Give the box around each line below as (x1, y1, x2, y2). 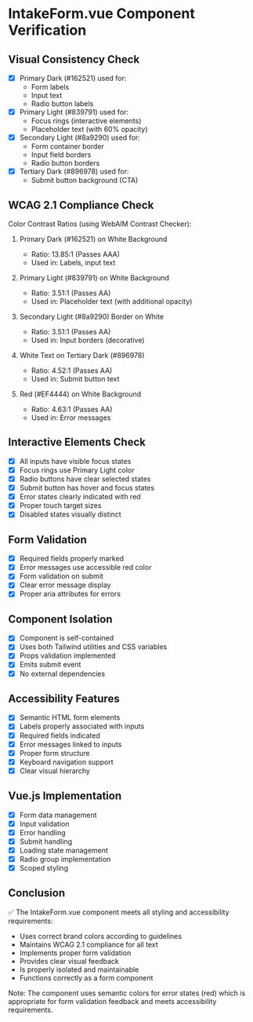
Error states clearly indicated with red (19, 492, 141, 502)
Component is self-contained (19, 633, 114, 643)
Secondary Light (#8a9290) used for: (19, 133, 141, 142)
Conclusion (8, 886, 66, 900)
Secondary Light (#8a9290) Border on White (19, 312, 164, 322)
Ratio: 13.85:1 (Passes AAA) (31, 250, 120, 259)
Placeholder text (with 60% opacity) (31, 125, 148, 134)
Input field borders (31, 150, 92, 159)
